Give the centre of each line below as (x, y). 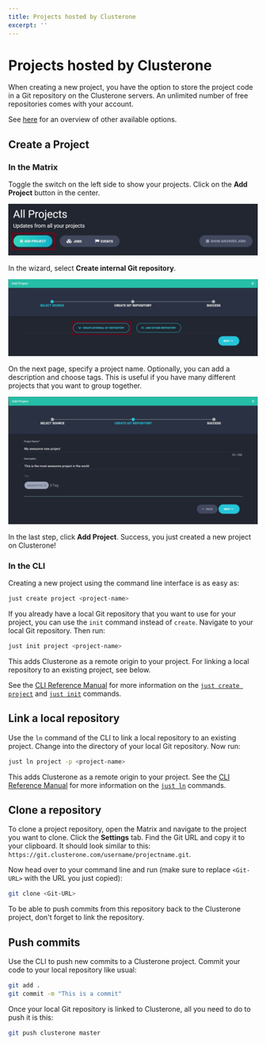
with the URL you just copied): (73, 878)
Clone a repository (55, 811)
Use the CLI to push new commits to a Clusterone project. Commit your (124, 962)
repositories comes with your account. (71, 104)
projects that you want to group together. (75, 386)
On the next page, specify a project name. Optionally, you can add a (119, 369)
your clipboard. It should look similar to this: (80, 846)
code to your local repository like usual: (72, 970)
